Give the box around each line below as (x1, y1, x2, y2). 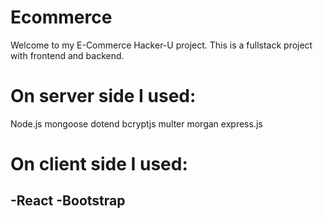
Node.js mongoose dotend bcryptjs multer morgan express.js (10, 117, 263, 130)
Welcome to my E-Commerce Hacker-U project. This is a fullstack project (10, 39, 313, 51)
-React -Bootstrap (10, 192, 126, 210)
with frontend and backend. (10, 49, 125, 61)
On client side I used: (10, 153, 188, 176)
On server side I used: (10, 85, 197, 108)
